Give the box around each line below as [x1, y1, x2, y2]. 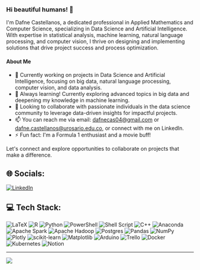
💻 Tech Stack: [6, 202, 61, 212]
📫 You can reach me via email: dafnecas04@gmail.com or [14, 116, 160, 123]
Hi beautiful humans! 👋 [6, 5, 74, 14]
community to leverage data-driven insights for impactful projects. [14, 109, 177, 116]
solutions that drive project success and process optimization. [6, 44, 159, 51]
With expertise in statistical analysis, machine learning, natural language [6, 32, 183, 39]
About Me [6, 58, 32, 65]
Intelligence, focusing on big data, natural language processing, [14, 77, 171, 85]
